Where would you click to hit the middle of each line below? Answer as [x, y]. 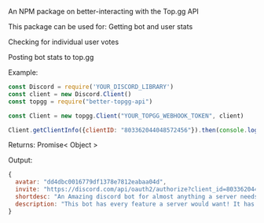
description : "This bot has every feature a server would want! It [128, 204]
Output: [20, 160]
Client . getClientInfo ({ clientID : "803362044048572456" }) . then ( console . [128, 130]
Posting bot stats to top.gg [51, 57]
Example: [23, 72]
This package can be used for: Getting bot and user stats [101, 26]
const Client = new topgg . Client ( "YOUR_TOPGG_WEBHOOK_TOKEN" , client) [126, 116]
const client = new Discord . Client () [70, 94]
